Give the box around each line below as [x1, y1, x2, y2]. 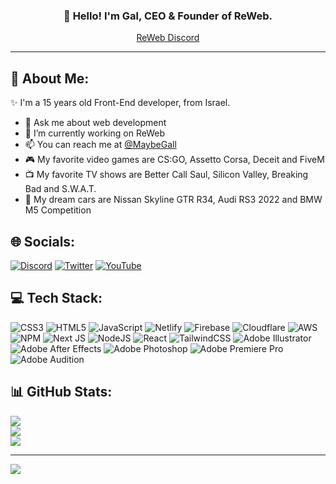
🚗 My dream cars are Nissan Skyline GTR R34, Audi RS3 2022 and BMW [24, 194, 323, 206]
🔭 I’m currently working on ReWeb [24, 127, 165, 139]
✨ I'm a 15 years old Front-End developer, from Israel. [10, 97, 231, 109]
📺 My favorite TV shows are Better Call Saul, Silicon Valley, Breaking [24, 169, 309, 181]
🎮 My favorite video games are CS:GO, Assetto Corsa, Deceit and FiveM [24, 154, 325, 166]
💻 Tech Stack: [10, 290, 103, 307]
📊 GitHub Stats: [10, 384, 113, 401]
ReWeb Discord [136, 32, 200, 44]
